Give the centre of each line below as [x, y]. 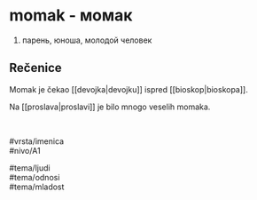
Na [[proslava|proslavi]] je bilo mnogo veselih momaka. [110, 107]
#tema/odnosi [35, 177]
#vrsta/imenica [37, 141]
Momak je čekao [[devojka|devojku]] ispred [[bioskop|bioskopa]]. [128, 89]
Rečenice [35, 68]
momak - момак [71, 16]
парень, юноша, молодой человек [87, 40]
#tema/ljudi [30, 168]
